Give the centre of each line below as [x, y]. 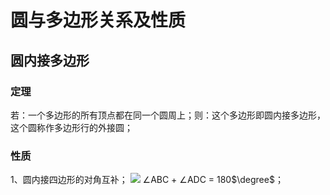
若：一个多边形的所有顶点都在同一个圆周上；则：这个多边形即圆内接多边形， [168, 115]
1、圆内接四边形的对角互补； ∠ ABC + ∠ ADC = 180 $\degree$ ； [147, 180]
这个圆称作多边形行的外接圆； [71, 127]
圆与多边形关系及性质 [98, 20]
